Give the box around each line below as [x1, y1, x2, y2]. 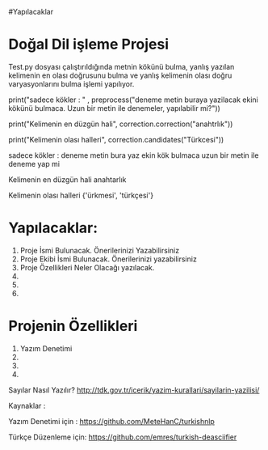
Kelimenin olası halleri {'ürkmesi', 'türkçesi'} [8, 190, 154, 200]
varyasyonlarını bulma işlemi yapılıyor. [8, 79, 135, 88]
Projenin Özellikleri [8, 317, 138, 335]
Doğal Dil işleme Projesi [8, 36, 170, 53]
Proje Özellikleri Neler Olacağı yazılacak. [19, 262, 155, 272]
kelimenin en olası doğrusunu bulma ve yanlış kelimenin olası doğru [8, 70, 232, 80]
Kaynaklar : [8, 401, 46, 410]
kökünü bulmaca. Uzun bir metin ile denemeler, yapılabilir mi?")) [8, 103, 220, 112]
